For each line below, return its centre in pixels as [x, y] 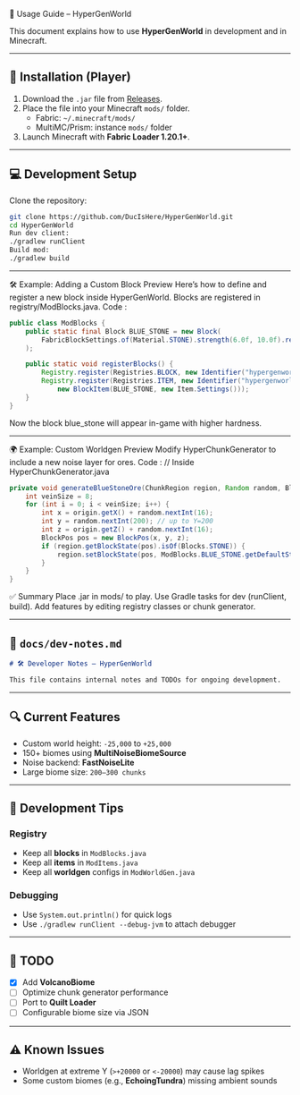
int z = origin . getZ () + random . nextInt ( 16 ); [128, 530]
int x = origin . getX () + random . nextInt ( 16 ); [128, 513]
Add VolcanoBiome [58, 982]
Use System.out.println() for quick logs [97, 915]
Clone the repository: [48, 200]
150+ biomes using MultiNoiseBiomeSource [104, 752]
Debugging [34, 896]
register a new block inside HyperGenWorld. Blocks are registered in [135, 297]
